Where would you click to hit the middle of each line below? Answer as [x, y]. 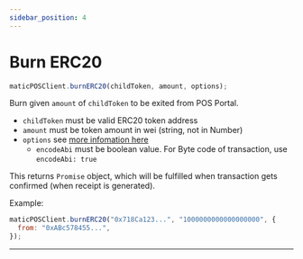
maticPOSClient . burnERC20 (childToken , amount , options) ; [119, 86]
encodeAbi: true [66, 160]
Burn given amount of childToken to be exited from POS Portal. [124, 103]
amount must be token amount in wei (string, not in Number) [133, 130]
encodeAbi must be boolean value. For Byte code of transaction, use [162, 149]
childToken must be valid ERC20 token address [110, 121]
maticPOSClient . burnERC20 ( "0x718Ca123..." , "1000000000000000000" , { [143, 220]
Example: [27, 203]
